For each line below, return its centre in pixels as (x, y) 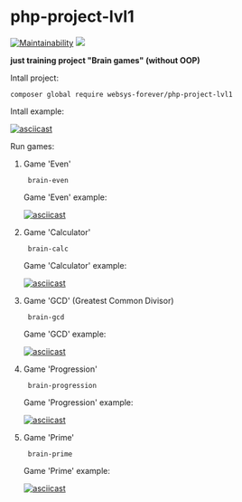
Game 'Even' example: (65, 197)
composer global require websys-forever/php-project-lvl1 (121, 94)
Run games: (33, 146)
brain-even (48, 180)
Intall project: (35, 78)
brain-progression (62, 385)
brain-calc (48, 249)
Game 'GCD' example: (65, 334)
